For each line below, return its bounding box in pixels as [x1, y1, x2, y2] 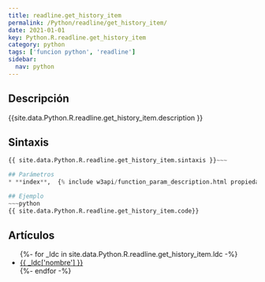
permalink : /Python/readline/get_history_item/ [8, 19, 168, 27]
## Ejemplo [8, 192, 44, 200]
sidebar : [8, 56, 37, 64]
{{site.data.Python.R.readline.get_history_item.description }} [8, 113, 203, 122]
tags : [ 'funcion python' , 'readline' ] [8, 48, 136, 56]
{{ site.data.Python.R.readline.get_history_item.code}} [8, 206, 200, 215]
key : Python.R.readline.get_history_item [8, 33, 147, 42]
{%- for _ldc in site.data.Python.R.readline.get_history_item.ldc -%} [19, 250, 238, 259]
